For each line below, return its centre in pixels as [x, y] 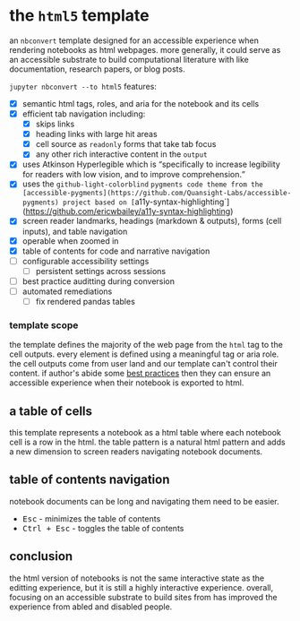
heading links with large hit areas [97, 134]
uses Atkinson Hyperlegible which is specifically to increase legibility [151, 164]
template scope [44, 325]
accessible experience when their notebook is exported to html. [127, 383]
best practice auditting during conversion [99, 281]
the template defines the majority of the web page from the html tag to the [146, 345]
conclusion [41, 556]
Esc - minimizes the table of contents [91, 518]
